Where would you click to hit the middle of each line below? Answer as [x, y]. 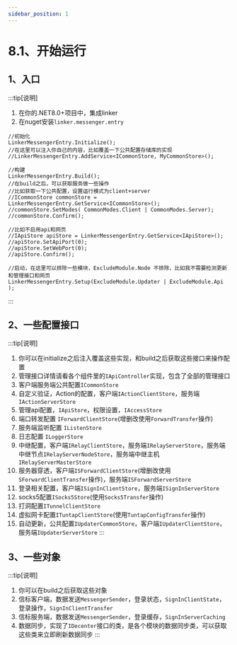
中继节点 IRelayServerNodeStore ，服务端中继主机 [89, 454]
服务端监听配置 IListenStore [60, 428]
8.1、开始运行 [47, 51]
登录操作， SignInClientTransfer [65, 608]
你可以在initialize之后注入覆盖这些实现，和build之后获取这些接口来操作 [121, 359]
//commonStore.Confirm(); [46, 216]
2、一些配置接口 [44, 325]
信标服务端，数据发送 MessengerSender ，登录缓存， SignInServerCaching [122, 617]
